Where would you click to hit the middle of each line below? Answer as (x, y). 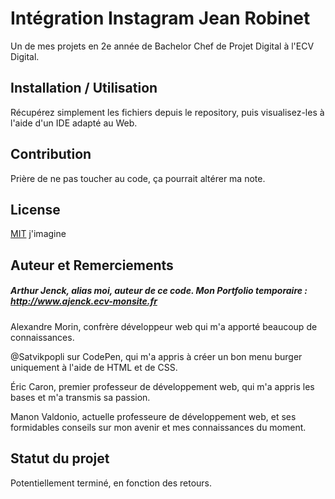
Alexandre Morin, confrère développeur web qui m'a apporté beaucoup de (164, 326)
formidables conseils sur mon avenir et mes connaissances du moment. (158, 427)
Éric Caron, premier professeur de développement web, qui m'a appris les (162, 386)
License (35, 209)
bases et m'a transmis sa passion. (80, 397)
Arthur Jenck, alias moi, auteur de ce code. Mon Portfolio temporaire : (159, 291)
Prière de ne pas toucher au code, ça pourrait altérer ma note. (138, 178)
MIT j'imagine (38, 234)
